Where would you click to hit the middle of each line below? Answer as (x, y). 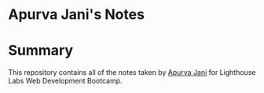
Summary (40, 51)
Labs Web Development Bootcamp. (66, 81)
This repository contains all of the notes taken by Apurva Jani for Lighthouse (132, 73)
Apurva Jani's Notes (77, 15)
